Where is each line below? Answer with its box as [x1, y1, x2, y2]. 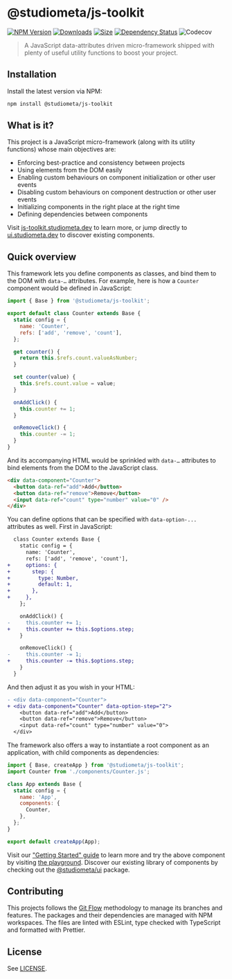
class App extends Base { [7, 780, 82, 787]
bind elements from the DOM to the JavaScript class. [7, 463, 159, 471]
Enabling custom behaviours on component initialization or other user [17, 173, 216, 181]
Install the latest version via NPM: [7, 87, 102, 95]
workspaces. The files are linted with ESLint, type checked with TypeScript [7, 919, 221, 927]
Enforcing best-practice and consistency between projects [17, 159, 186, 167]
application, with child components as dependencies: [7, 748, 159, 756]
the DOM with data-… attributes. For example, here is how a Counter [7, 277, 199, 285]
